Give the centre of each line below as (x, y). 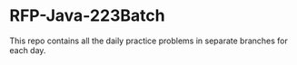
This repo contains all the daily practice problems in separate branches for (148, 41)
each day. (28, 50)
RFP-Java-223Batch (87, 16)
